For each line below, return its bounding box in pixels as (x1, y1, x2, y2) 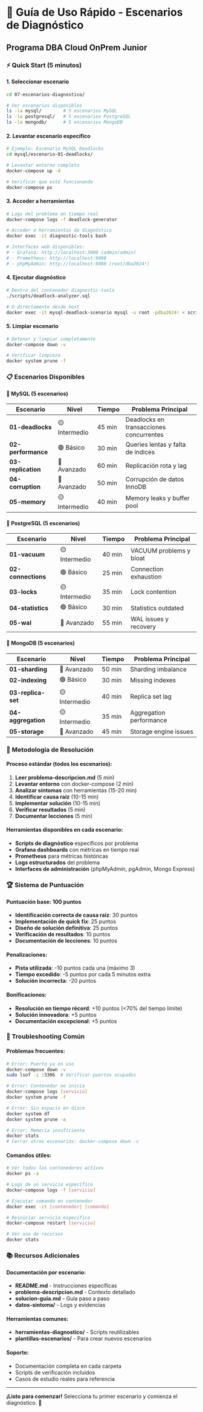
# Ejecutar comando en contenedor (6, 1198, 94, 1204)
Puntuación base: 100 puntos (6, 898, 82, 905)
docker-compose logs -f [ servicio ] (6, 1187, 96, 1193)
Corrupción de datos (125, 475, 184, 484)
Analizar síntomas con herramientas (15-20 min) (14, 786, 137, 794)
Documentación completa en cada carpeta (14, 1362, 122, 1370)
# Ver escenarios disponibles (6, 102, 83, 108)
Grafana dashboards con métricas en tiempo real (14, 846, 139, 853)
